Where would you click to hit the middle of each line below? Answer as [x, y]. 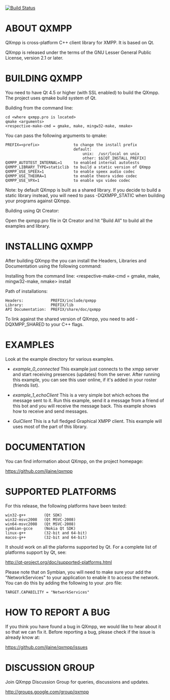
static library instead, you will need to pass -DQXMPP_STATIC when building [85, 195]
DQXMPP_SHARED [25, 324]
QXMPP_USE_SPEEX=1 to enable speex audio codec [70, 171]
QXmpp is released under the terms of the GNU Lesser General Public [78, 52]
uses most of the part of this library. [50, 426]
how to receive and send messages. [50, 411]
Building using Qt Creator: [32, 210]
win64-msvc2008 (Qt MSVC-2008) [41, 524]
